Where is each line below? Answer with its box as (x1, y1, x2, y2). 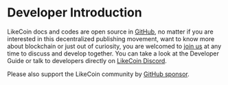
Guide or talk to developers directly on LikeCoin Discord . (7, 56, 167, 64)
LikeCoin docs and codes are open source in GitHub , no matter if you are (7, 27, 214, 36)
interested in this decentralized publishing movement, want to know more (7, 34, 215, 42)
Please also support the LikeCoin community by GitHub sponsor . (7, 70, 190, 78)
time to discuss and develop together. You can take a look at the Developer (7, 49, 220, 58)
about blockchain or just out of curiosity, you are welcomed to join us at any (7, 42, 222, 50)
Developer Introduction (7, 5, 142, 21)
